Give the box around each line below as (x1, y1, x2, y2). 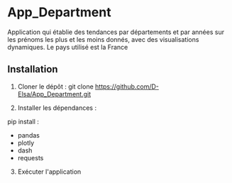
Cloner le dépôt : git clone (17, 82, 94, 91)
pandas (17, 131, 40, 139)
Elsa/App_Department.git (17, 89, 91, 98)
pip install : (7, 117, 39, 126)
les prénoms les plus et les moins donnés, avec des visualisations (7, 35, 199, 43)
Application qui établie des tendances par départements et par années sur (7, 28, 225, 36)
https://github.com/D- (94, 82, 160, 91)
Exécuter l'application (17, 167, 82, 176)
